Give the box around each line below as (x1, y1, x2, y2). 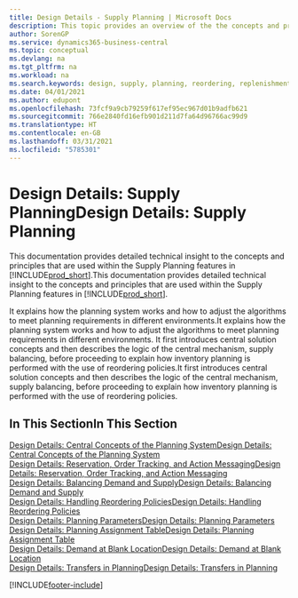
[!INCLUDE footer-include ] (9, 579, 104, 591)
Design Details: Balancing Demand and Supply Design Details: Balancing (9, 477, 272, 489)
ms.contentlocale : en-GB (9, 129, 101, 138)
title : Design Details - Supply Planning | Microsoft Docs (9, 12, 232, 22)
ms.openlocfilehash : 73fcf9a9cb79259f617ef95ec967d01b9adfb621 (9, 104, 248, 113)
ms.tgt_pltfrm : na (9, 63, 77, 72)
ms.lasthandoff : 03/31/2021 (9, 137, 114, 146)
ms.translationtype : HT (9, 121, 98, 130)
